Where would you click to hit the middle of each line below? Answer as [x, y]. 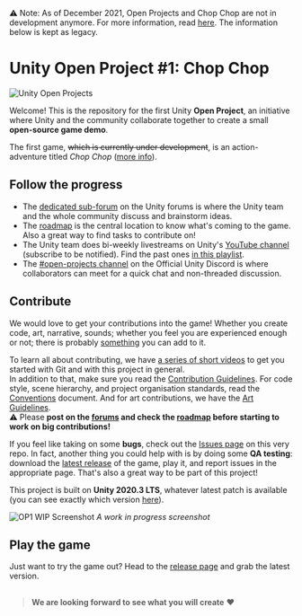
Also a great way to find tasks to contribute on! [109, 235]
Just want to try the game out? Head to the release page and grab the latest [150, 567]
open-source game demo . [59, 129]
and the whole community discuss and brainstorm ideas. [127, 216]
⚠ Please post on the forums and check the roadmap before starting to [145, 417]
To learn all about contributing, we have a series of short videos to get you [147, 359]
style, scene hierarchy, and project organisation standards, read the [135, 388]
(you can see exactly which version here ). [87, 499]
